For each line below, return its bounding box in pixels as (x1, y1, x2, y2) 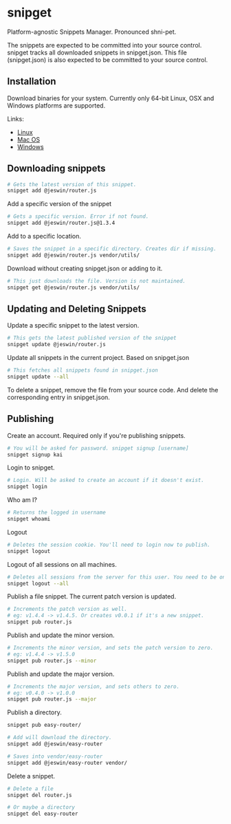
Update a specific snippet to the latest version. (7, 321, 140, 330)
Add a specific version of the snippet (7, 200, 112, 208)
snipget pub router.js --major (7, 696, 97, 703)
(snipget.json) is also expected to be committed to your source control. (7, 55, 208, 63)
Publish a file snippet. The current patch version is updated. (7, 592, 177, 601)
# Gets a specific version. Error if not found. (7, 213, 149, 220)
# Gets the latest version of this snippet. (7, 181, 137, 188)
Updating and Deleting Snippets (7, 303, 146, 314)
